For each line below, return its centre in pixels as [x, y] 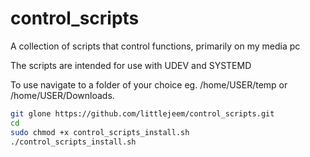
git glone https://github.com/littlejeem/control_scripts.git [142, 113]
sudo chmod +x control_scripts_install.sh [100, 132]
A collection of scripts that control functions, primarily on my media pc [155, 46]
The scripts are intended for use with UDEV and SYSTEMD [131, 65]
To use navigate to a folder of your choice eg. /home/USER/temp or [149, 84]
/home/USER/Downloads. [62, 95]
